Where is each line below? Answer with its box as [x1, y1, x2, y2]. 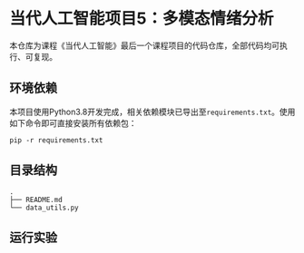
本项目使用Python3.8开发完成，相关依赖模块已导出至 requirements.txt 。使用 [9, 106, 296, 117]
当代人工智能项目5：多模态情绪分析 [9, 8, 274, 29]
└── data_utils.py [9, 203, 79, 212]
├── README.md [9, 195, 64, 204]
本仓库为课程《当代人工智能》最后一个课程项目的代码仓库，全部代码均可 [9, 40, 279, 51]
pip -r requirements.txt [9, 135, 103, 145]
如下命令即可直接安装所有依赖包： [9, 117, 137, 128]
